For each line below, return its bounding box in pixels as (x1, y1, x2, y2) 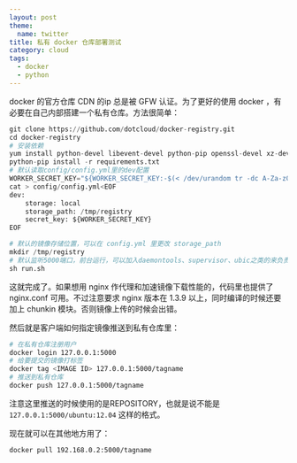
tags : (9, 54, 29, 63)
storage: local (25, 198, 81, 208)
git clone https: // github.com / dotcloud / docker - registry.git (9, 125, 236, 134)
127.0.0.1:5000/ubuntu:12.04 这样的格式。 (9, 409, 165, 420)
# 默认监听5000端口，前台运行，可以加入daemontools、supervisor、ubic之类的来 (9, 256, 277, 265)
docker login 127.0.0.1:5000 (9, 348, 117, 357)
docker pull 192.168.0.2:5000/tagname (9, 445, 152, 454)
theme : (9, 21, 34, 30)
